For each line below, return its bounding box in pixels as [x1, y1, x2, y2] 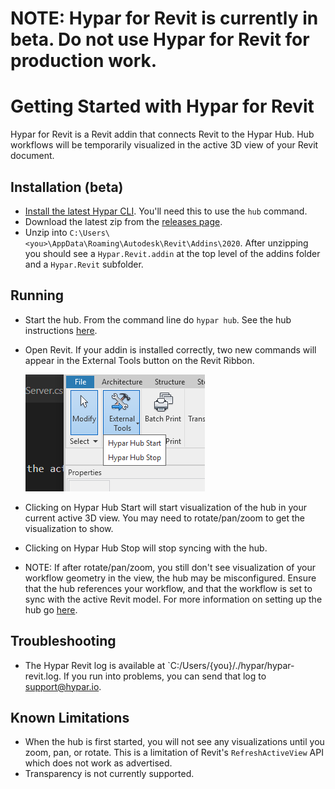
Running [10, 287, 65, 304]
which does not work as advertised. [24, 757, 173, 769]
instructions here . [24, 324, 98, 336]
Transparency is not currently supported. [24, 768, 195, 780]
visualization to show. [24, 522, 114, 534]
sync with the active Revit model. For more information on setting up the [24, 593, 323, 605]
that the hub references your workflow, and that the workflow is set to [24, 582, 313, 594]
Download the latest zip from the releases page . [24, 215, 223, 227]
